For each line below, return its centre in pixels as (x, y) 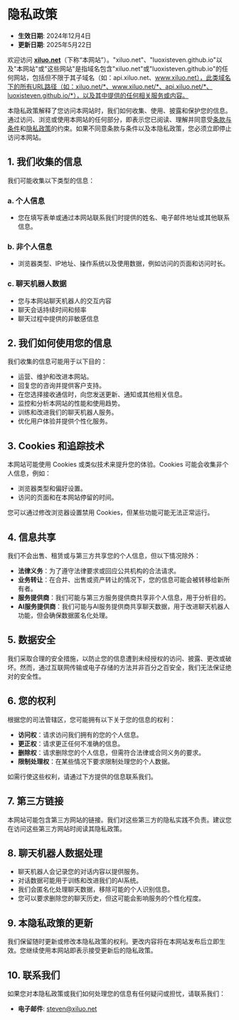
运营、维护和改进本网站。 (55, 377)
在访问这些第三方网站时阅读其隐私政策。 (67, 828)
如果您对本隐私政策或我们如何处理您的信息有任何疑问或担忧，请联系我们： (116, 993)
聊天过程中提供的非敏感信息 (58, 319)
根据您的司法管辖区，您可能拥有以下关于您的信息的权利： (91, 719)
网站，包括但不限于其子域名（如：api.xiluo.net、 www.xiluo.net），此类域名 (122, 77)
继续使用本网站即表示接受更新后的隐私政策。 (91, 951)
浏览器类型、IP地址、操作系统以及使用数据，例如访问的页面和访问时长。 (123, 264)
